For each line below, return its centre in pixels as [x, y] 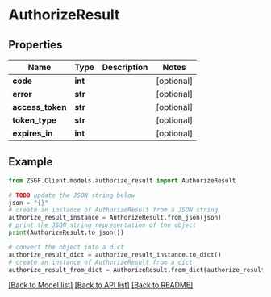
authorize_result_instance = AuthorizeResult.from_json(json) [115, 218]
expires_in [33, 133]
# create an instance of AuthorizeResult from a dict [101, 262]
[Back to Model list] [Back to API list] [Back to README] [101, 285]
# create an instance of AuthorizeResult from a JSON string [113, 210]
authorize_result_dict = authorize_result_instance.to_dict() [115, 255]
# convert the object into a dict [67, 247]
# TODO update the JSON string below [72, 195]
